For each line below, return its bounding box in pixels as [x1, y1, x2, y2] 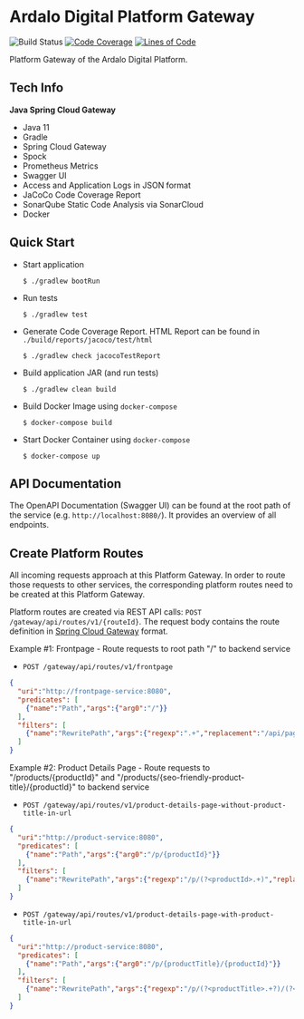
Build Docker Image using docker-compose [22, 401, 178, 412]
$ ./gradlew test [22, 310, 89, 319]
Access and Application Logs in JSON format [22, 180, 192, 190]
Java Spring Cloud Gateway [9, 104, 116, 115]
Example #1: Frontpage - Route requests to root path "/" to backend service [9, 644, 291, 655]
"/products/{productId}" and [9, 772, 116, 783]
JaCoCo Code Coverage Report [22, 189, 142, 200]
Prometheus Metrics [22, 160, 99, 171]
